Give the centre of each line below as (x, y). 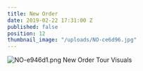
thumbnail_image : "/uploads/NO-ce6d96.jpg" (72, 40)
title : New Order (33, 14)
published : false (33, 27)
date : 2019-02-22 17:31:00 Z (50, 20)
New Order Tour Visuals (97, 60)
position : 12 (26, 33)
